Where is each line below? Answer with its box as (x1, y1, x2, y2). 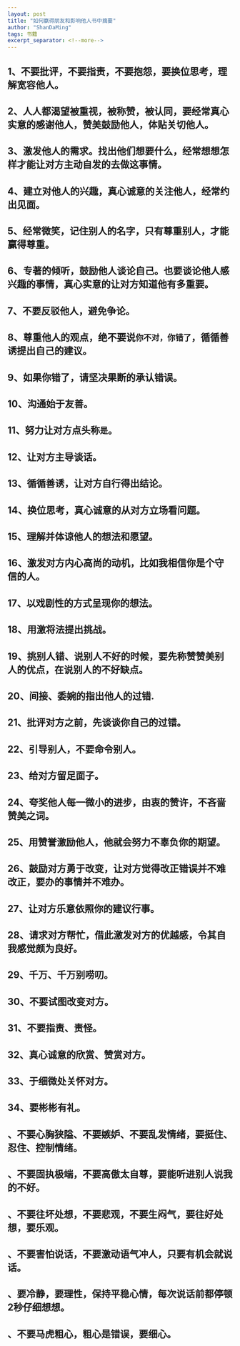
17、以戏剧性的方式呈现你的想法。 (7, 597, 159, 609)
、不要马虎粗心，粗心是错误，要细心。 (7, 1327, 176, 1340)
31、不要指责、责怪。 (7, 1022, 102, 1034)
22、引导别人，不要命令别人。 (7, 743, 141, 755)
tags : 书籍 (7, 30, 38, 38)
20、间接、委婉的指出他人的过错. (7, 690, 155, 702)
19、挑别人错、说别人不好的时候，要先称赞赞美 (7, 650, 215, 662)
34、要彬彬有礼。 (7, 1102, 86, 1114)
